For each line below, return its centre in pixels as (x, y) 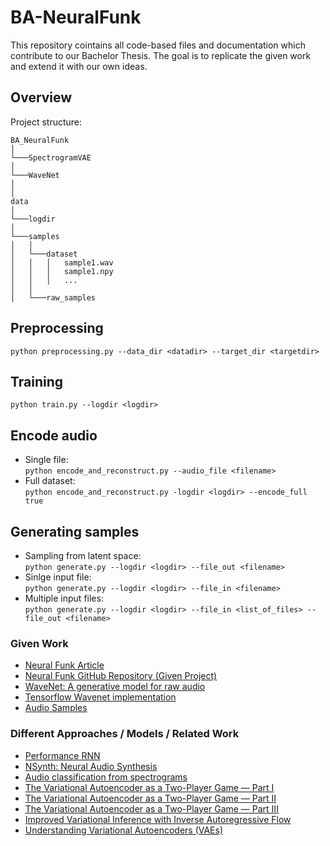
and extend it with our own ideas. (79, 66)
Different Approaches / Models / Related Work (125, 734)
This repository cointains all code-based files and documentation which (158, 45)
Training (37, 381)
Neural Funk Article (64, 665)
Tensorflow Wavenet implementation (100, 697)
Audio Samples (56, 708)
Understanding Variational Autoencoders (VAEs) (124, 830)
